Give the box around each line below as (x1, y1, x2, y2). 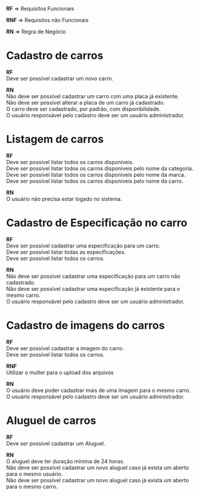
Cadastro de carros (6, 49, 104, 62)
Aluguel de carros (6, 413, 97, 427)
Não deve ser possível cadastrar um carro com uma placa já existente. (6, 92, 179, 100)
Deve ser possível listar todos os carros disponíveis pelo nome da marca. (6, 171, 186, 178)
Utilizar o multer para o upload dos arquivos (6, 369, 114, 376)
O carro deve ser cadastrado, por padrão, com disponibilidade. (6, 105, 161, 112)
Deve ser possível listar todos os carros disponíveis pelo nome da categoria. (6, 165, 194, 172)
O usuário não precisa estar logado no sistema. (6, 195, 122, 202)
